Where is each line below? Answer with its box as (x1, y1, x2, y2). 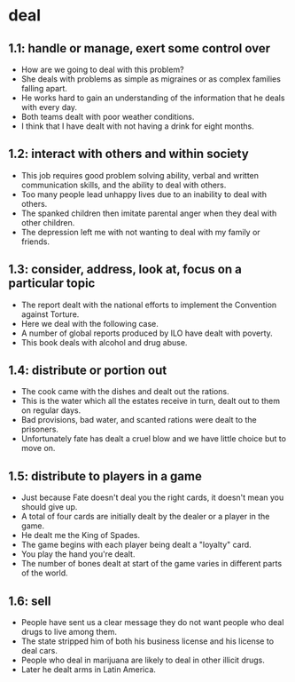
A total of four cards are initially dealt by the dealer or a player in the (20, 511, 270, 522)
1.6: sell (8, 593, 51, 608)
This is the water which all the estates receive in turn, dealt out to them (20, 396, 281, 407)
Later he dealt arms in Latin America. (20, 664, 157, 675)
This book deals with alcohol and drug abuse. (20, 337, 188, 347)
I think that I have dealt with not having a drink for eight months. (20, 121, 254, 131)
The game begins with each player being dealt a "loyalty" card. (20, 539, 252, 551)
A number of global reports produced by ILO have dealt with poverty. (20, 328, 274, 338)
